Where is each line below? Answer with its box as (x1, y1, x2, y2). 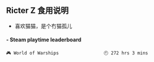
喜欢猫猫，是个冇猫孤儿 (14, 22, 72, 30)
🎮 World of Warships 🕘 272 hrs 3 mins (6, 50, 148, 56)
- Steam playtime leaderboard (6, 36, 82, 43)
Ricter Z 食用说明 (6, 5, 69, 16)
